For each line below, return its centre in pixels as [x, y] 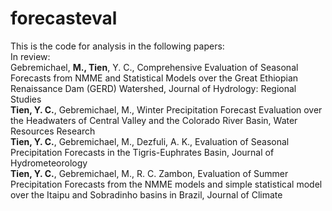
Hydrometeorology [49, 163]
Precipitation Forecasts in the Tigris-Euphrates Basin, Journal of [142, 152]
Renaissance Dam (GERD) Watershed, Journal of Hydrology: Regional [153, 88]
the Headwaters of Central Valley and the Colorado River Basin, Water [154, 120]
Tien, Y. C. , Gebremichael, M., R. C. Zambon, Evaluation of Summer [149, 173]
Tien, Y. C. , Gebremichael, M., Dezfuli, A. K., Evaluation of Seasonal [150, 141]
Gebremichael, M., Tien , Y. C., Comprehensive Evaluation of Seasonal [154, 67]
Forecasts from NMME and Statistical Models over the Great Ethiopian [154, 78]
